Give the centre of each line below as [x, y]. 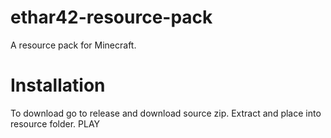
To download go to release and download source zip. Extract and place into [166, 113]
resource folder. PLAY [55, 123]
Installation [58, 85]
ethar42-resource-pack [111, 17]
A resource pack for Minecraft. [73, 45]
